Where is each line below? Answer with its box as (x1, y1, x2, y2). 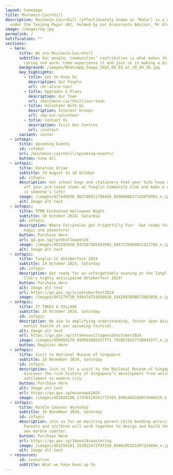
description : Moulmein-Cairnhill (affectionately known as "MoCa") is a (5, 17, 165, 22)
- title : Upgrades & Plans (24, 89, 82, 94)
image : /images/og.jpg (5, 27, 54, 32)
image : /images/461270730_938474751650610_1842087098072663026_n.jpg (19, 294, 171, 300)
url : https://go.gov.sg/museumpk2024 (19, 390, 100, 395)
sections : (5, 41, 27, 46)
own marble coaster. (24, 428, 68, 434)
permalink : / (5, 31, 33, 37)
